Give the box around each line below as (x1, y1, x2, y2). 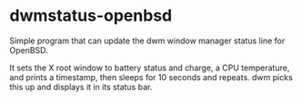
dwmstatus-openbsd (9, 5, 173, 26)
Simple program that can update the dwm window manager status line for (9, 35, 286, 46)
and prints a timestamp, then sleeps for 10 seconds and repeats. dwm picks (9, 71, 293, 82)
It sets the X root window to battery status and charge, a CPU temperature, (9, 62, 290, 73)
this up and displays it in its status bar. (9, 81, 153, 92)
